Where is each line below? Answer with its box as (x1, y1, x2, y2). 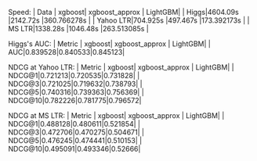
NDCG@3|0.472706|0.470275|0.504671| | (8, 127, 145, 137)
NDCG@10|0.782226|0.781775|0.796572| (8, 96, 142, 105)
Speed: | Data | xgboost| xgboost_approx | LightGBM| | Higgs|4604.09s (8, 8, 239, 16)
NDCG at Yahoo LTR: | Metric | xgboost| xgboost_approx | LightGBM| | (8, 63, 234, 72)
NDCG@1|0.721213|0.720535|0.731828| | (8, 71, 140, 80)
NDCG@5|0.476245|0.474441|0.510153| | (8, 136, 143, 145)
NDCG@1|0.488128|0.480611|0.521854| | (8, 120, 141, 128)
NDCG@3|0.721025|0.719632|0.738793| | (8, 79, 143, 88)
